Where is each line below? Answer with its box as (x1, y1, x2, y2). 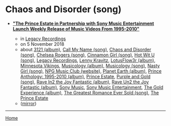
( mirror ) (20, 100, 37, 106)
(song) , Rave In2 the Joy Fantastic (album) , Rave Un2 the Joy (20, 79, 149, 85)
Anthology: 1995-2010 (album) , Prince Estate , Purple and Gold (20, 73, 151, 79)
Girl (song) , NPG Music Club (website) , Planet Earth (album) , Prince (20, 68, 162, 74)
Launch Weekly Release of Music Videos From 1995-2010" (12, 25, 140, 31)
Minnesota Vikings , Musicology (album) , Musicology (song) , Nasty (20, 62, 160, 69)
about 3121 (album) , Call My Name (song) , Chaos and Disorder (20, 46, 152, 52)
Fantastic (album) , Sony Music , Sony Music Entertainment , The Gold (20, 84, 164, 90)
